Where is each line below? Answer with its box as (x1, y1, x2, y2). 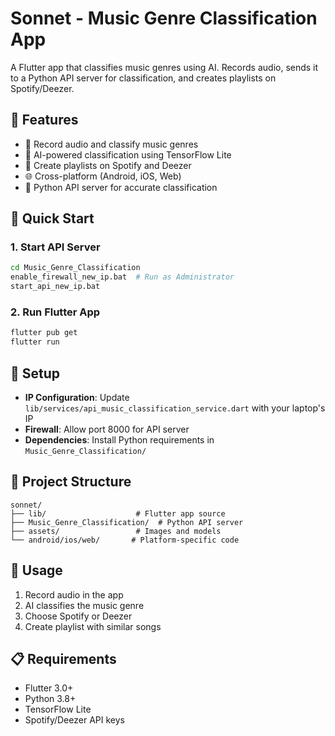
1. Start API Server (10, 240, 101, 254)
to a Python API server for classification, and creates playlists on (10, 72, 277, 84)
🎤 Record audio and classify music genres (24, 138, 199, 150)
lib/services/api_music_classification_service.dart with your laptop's (24, 402, 326, 414)
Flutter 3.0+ (24, 682, 74, 694)
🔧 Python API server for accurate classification (24, 181, 218, 193)
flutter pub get (10, 328, 78, 338)
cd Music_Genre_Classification (10, 263, 141, 273)
